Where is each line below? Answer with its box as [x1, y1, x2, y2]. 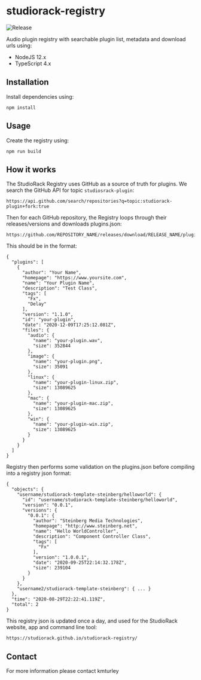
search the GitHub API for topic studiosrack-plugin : [6, 187, 135, 194]
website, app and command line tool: [6, 624, 98, 631]
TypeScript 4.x [14, 60, 51, 67]
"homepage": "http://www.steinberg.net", [32, 523, 138, 529]
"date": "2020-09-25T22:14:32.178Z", [32, 560, 127, 566]
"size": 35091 [32, 364, 68, 370]
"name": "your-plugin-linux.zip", [32, 380, 119, 386]
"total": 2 [11, 602, 39, 608]
